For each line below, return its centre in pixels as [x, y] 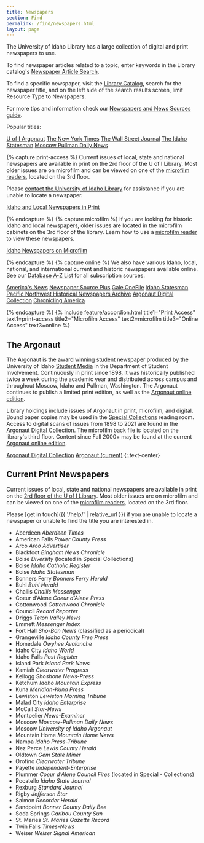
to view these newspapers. [41, 239]
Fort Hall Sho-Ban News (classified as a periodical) [80, 630]
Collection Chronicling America [46, 300]
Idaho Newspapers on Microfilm [47, 251]
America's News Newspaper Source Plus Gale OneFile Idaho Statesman [97, 288]
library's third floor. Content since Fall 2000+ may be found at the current [99, 437]
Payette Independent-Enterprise [56, 767]
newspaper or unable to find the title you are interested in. [80, 520]
